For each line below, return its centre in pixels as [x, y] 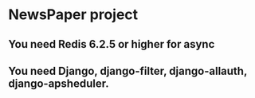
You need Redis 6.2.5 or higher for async [112, 44]
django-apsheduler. [59, 83]
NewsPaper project [73, 15]
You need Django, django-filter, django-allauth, [128, 71]
